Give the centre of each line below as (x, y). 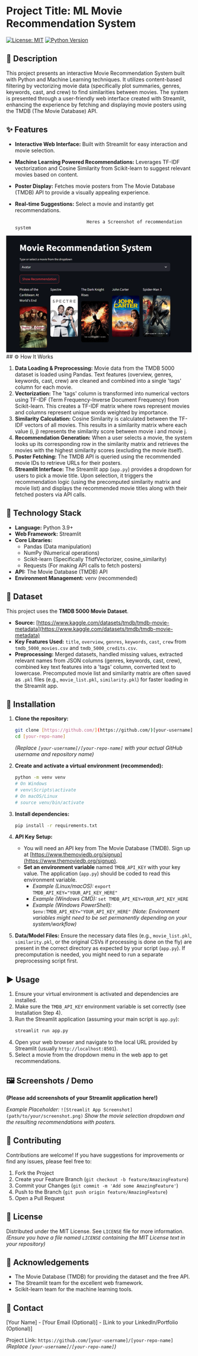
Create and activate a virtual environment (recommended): (89, 766)
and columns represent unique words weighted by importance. (92, 413)
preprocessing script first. (46, 961)
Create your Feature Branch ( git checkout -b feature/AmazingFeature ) (102, 1179)
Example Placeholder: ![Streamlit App (53, 1109)
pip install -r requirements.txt (56, 825)
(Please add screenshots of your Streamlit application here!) (82, 1097)
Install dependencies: (42, 814)
